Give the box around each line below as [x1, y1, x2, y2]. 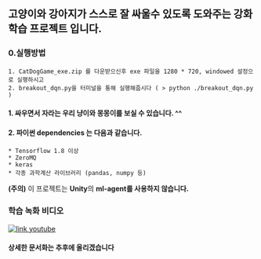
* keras [8, 161, 34, 169]
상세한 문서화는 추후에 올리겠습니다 [8, 243, 115, 253]
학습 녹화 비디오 [8, 206, 64, 217]
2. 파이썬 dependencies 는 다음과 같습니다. [8, 128, 143, 137]
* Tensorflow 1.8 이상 [8, 148, 79, 155]
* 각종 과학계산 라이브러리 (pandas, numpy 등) [8, 170, 147, 177]
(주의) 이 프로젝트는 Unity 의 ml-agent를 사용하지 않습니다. [8, 184, 190, 194]
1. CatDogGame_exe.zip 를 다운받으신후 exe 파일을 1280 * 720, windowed [8, 67, 234, 75]
